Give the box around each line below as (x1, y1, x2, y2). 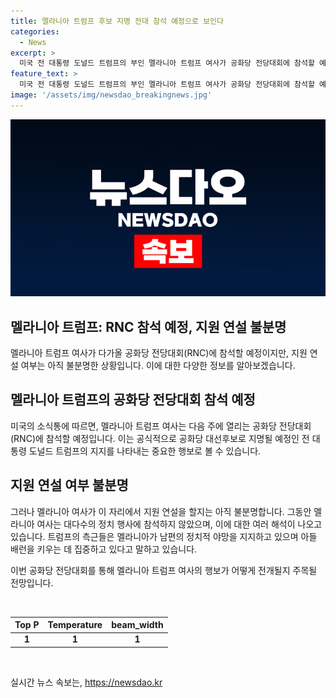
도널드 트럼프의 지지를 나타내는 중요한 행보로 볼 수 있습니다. (28, 445, 262, 457)
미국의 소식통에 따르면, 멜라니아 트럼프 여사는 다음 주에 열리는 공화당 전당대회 (10, 420, 312, 432)
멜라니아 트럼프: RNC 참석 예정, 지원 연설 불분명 (10, 318, 287, 335)
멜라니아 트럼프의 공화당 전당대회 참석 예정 (10, 391, 256, 409)
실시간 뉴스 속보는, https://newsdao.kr (10, 676, 163, 688)
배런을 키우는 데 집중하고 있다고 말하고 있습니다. (10, 543, 198, 555)
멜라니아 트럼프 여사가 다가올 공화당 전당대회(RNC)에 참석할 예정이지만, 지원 (10, 347, 308, 359)
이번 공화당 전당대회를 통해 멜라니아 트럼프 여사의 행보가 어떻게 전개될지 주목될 (10, 564, 318, 576)
